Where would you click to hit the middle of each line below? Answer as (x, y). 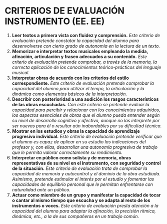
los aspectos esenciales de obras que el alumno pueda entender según (86, 115)
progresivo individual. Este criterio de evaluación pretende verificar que (87, 136)
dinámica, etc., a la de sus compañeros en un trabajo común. (75, 216)
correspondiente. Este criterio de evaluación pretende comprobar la (83, 83)
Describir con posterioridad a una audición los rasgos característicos (85, 99)
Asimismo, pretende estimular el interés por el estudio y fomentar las (83, 179)
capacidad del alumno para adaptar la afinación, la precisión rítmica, (84, 211)
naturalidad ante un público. (41, 189)
